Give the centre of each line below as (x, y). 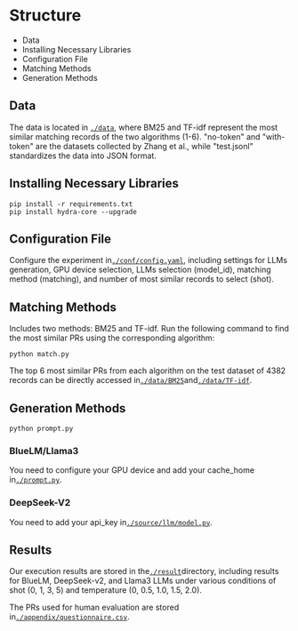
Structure (45, 16)
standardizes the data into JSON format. (83, 156)
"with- (274, 136)
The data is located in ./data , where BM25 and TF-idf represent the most (144, 127)
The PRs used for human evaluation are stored (94, 607)
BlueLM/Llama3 (44, 451)
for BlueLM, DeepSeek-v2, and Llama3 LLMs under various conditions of (143, 581)
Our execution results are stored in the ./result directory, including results (144, 571)
